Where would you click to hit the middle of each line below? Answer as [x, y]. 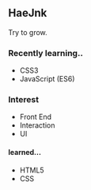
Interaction [37, 125]
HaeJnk [28, 13]
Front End [36, 117]
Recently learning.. [45, 53]
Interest [24, 100]
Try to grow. [28, 32]
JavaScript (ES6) [47, 79]
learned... [25, 152]
